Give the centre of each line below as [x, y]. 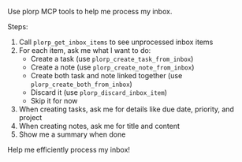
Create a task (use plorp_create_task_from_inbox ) [112, 59]
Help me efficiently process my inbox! [69, 150]
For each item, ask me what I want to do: [85, 50]
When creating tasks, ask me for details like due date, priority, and [126, 109]
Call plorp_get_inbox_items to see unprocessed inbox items [116, 42]
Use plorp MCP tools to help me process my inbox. [90, 11]
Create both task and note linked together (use [106, 75]
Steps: [18, 26]
